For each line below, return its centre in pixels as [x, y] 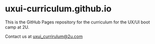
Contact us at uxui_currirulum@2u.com [44, 36]
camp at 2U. [17, 27]
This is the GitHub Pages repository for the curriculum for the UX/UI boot [77, 22]
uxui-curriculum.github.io [58, 9]
